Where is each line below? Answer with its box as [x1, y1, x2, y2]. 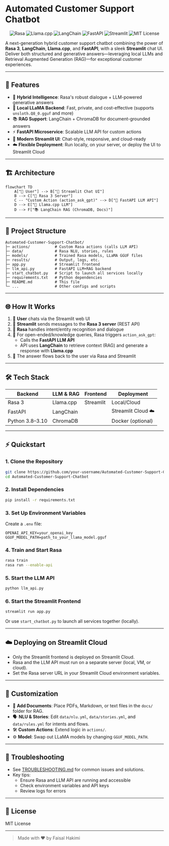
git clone [5, 469, 26, 475]
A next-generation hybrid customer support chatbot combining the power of [5, 40, 163, 46]
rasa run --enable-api [5, 562, 53, 568]
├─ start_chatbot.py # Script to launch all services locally [5, 271, 143, 276]
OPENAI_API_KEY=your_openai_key [5, 530, 73, 535]
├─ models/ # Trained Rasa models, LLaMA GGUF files [5, 253, 143, 258]
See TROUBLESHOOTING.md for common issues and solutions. [12, 766, 145, 772]
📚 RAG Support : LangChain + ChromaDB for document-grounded [12, 116, 150, 122]
